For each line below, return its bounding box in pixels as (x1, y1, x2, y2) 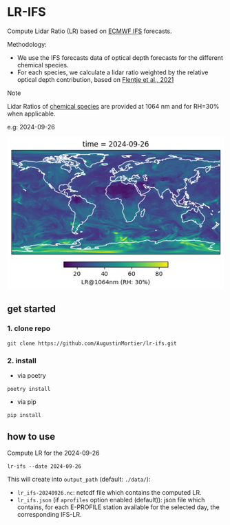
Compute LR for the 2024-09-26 (7, 449, 100, 458)
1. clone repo (7, 323, 51, 333)
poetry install (7, 386, 51, 393)
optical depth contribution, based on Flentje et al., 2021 (17, 75, 174, 83)
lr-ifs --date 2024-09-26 (7, 463, 81, 470)
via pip (17, 398, 36, 406)
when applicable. (7, 109, 56, 118)
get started (7, 303, 56, 314)
